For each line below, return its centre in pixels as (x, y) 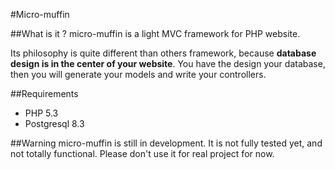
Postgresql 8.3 (54, 123)
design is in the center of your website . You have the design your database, (168, 63)
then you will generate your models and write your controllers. (138, 74)
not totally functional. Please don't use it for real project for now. (142, 153)
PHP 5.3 (41, 113)
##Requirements (44, 93)
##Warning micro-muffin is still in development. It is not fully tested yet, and (166, 143)
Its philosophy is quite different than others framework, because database (163, 53)
